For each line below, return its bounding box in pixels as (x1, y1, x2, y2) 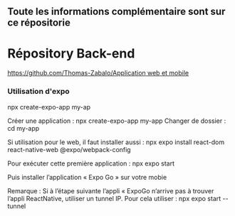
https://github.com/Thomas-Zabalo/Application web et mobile (7, 69, 189, 77)
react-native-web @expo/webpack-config (7, 145, 131, 153)
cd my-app (7, 124, 40, 132)
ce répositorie (7, 17, 71, 29)
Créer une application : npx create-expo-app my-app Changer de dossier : (7, 117, 226, 125)
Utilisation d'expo (7, 87, 70, 97)
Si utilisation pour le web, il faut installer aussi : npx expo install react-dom (7, 138, 225, 146)
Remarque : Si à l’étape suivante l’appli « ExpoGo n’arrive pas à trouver (7, 186, 214, 195)
